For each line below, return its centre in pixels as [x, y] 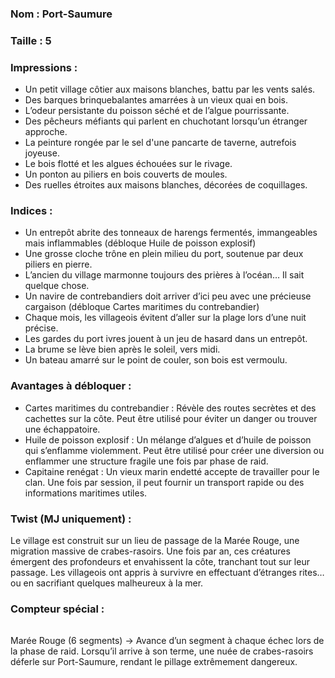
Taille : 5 [31, 40]
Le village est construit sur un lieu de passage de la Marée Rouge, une [155, 541]
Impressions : [44, 67]
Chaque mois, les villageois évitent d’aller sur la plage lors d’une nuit [165, 318]
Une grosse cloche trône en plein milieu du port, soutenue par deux [164, 254]
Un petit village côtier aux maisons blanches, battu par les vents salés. [170, 89]
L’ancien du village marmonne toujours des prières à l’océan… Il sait [164, 275]
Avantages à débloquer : [71, 386]
